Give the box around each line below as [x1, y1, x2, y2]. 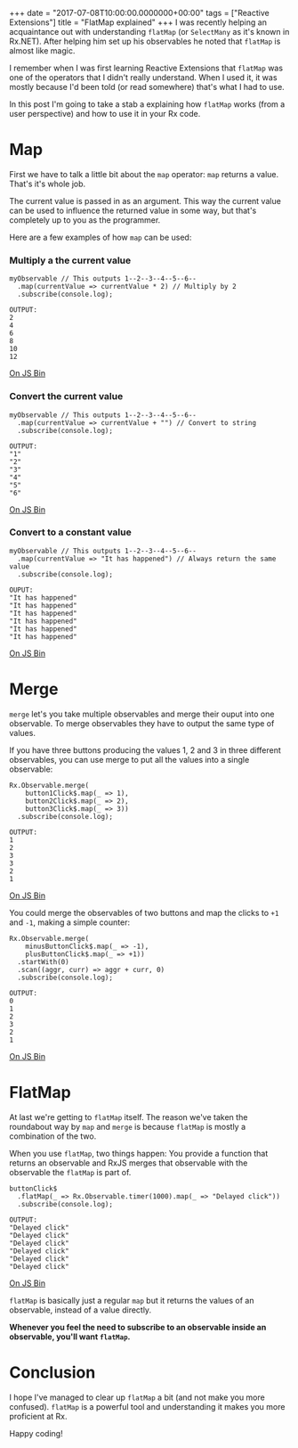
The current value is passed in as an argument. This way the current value [9, 195, 282, 206]
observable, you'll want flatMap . [9, 1331, 131, 1342]
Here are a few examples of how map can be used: [9, 232, 192, 242]
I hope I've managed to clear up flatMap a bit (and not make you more [9, 1392, 265, 1403]
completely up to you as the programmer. [9, 214, 161, 225]
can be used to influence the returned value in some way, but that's [9, 205, 257, 216]
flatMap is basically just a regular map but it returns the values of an [9, 1295, 254, 1305]
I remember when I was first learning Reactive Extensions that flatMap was [9, 62, 283, 73]
